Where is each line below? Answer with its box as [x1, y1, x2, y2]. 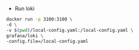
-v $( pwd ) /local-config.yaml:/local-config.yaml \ [6, 27, 134, 33]
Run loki [14, 5, 35, 12]
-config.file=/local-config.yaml [6, 38, 89, 44]
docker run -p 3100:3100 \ [6, 16, 73, 22]
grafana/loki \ [6, 32, 44, 39]
